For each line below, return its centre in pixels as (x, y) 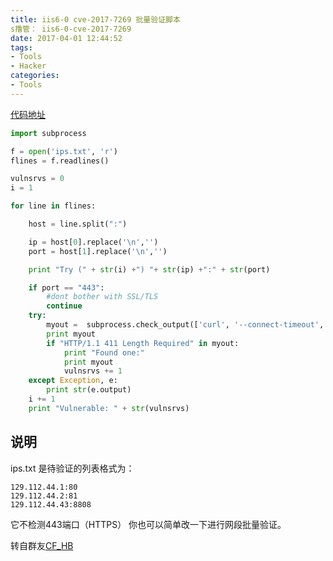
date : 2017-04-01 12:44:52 (66, 38)
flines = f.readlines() (60, 161)
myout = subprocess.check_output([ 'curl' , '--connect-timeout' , (185, 325)
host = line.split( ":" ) (78, 224)
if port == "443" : (66, 287)
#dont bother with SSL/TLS (102, 297)
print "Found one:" (104, 352)
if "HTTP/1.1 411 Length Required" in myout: (143, 343)
